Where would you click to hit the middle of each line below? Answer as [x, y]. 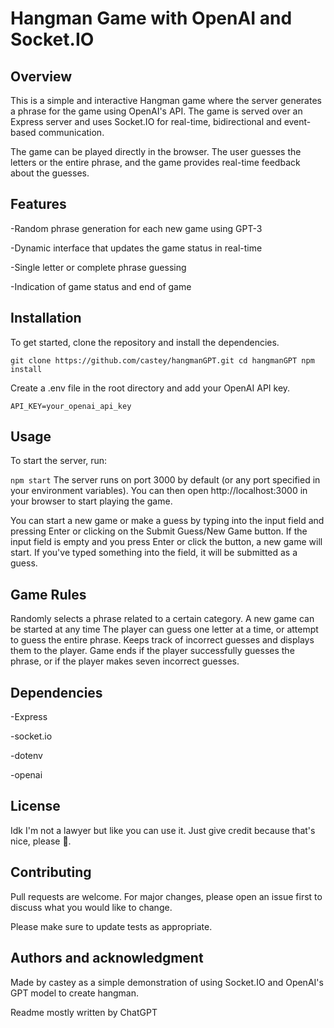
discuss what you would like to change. [91, 907]
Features [38, 204]
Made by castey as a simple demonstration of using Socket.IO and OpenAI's [167, 982]
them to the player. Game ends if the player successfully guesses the [152, 651]
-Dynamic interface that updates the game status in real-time [136, 248]
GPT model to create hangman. [75, 993]
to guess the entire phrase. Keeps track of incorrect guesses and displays [162, 640]
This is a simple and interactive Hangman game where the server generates [166, 100]
